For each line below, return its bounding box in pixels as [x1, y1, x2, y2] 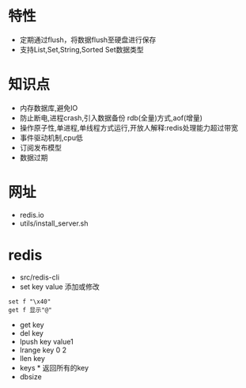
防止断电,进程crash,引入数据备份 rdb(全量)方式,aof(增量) [19, 112, 203, 123]
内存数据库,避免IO [19, 103, 78, 112]
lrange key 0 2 [19, 345, 67, 355]
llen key [19, 353, 46, 363]
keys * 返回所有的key [19, 363, 89, 372]
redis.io [19, 210, 45, 219]
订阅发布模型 [19, 143, 62, 152]
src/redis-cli [19, 272, 60, 282]
